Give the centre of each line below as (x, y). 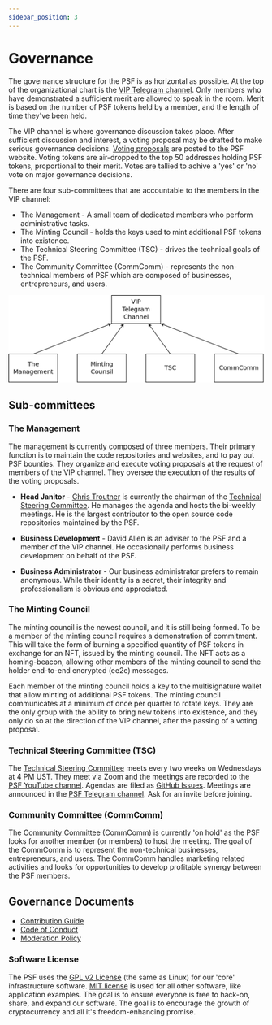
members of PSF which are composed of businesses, (142, 275)
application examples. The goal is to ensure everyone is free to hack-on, (129, 994)
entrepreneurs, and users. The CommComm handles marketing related (127, 858)
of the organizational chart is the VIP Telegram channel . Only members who (135, 89)
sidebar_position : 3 (43, 17)
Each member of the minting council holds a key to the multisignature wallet (135, 686)
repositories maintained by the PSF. (80, 522)
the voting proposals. (44, 480)
